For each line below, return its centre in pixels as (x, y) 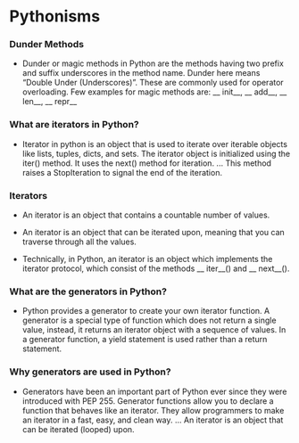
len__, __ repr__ (50, 102)
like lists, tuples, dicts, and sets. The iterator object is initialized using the (156, 153)
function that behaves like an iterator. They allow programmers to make (153, 410)
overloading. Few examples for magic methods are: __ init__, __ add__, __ (154, 92)
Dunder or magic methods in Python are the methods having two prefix (153, 63)
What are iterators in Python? (75, 125)
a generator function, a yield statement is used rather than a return (145, 340)
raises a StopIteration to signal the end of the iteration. (122, 172)
